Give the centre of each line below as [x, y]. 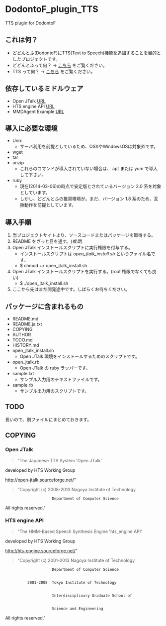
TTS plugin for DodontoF [31, 23]
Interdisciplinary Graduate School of [92, 596]
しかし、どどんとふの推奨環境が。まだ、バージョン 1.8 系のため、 [87, 199]
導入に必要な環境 [31, 128]
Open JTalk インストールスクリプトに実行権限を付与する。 [73, 248]
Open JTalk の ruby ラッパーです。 [55, 368]
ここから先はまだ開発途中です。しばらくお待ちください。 [71, 289]
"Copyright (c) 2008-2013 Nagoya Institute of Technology [76, 489]
